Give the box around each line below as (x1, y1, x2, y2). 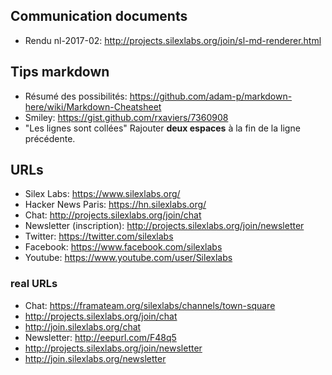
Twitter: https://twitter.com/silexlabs (24, 230, 174, 243)
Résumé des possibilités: (24, 90, 128, 102)
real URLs (10, 277, 58, 291)
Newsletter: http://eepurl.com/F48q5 (24, 331, 177, 343)
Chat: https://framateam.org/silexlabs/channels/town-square (24, 299, 276, 311)
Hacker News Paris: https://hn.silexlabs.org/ (24, 199, 207, 211)
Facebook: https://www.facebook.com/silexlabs (24, 241, 223, 253)
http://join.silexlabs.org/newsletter (24, 352, 167, 364)
